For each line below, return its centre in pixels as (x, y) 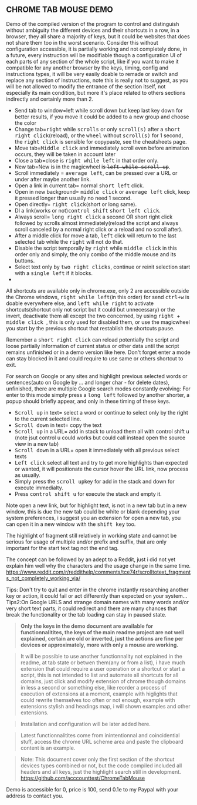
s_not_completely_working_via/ (43, 578)
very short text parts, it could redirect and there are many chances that (92, 608)
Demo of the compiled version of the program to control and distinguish (93, 24)
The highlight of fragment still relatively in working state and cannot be (91, 535)
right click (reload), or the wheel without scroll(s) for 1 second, (99, 135)
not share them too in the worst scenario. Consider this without (82, 42)
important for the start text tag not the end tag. (62, 548)
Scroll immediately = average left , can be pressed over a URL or (96, 173)
